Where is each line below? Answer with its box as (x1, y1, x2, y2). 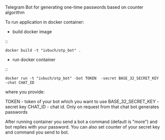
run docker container (12, 57, 56, 63)
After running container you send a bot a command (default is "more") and (5, 119, 158, 125)
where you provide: (5, 89, 45, 95)
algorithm (5, 9, 25, 15)
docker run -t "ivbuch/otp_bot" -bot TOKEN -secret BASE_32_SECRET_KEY (5, 76, 159, 81)
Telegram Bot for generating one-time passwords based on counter (5, 4, 144, 10)
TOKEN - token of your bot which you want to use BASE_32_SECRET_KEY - (5, 99, 159, 104)
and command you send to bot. (5, 129, 70, 135)
